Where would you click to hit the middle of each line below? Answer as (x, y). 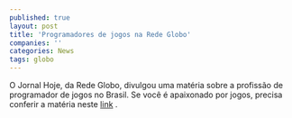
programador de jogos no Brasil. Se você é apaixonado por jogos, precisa (146, 95)
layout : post (34, 26)
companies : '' (36, 43)
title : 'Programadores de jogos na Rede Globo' (100, 34)
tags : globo (32, 59)
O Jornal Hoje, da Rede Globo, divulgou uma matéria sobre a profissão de (146, 85)
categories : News (42, 51)
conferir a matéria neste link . (64, 104)
